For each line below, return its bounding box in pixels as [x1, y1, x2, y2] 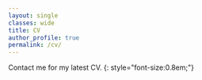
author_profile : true [8, 33, 80, 42]
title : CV [8, 26, 41, 34]
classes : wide [8, 19, 55, 27]
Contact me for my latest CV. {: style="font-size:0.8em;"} [8, 63, 194, 72]
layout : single [8, 11, 59, 20]
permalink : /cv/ [8, 41, 62, 49]
